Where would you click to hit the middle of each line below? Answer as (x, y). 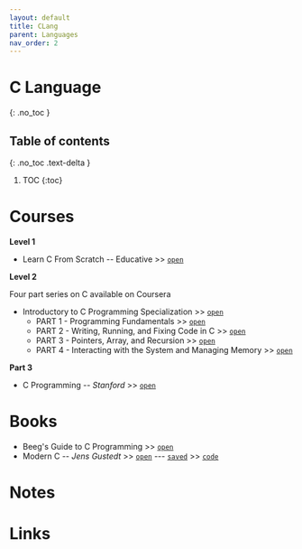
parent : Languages (44, 34)
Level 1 (23, 241)
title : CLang (34, 26)
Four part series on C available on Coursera (90, 293)
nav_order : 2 (34, 43)
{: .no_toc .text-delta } (50, 163)
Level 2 (23, 276)
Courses (42, 217)
